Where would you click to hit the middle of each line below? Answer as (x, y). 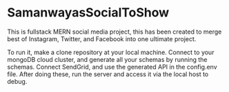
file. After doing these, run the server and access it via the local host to (108, 74)
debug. (17, 81)
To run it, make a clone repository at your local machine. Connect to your (111, 52)
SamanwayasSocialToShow (88, 13)
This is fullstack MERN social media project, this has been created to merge (114, 32)
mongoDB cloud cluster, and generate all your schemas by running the (107, 59)
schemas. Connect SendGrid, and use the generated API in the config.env (112, 67)
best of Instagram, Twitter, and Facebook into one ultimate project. (102, 38)
